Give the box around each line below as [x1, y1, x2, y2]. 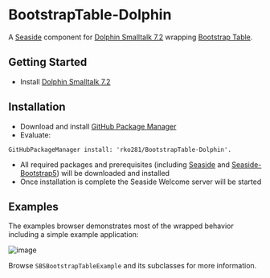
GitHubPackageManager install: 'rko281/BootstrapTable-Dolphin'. [8, 145, 231, 153]
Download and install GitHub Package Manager [19, 121, 177, 131]
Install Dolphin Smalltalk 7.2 [19, 76, 111, 86]
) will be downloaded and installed [56, 168, 170, 178]
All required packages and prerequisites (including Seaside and [19, 159, 231, 170]
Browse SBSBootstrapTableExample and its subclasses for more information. [8, 261, 257, 271]
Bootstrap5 [19, 168, 58, 178]
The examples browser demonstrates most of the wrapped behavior [8, 221, 235, 231]
